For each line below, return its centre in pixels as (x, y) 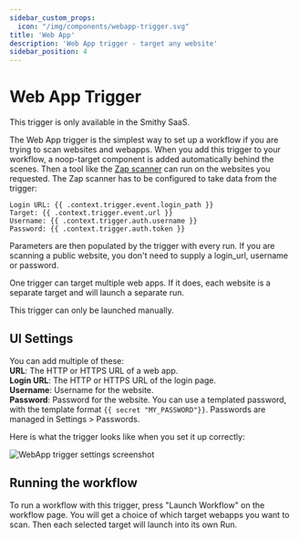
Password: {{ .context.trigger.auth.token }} (97, 229)
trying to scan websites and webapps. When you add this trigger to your (145, 150)
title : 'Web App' (42, 35)
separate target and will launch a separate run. (97, 293)
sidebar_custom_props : (52, 18)
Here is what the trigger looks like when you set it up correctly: (127, 436)
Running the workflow (74, 483)
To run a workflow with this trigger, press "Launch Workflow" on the (137, 505)
